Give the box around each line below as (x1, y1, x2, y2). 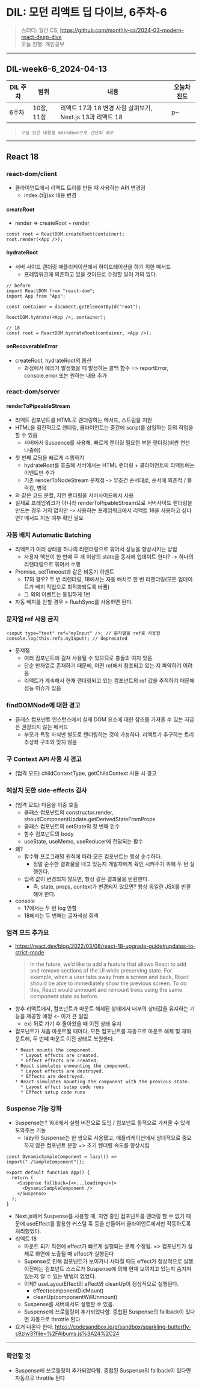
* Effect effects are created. (20, 1057, 99, 1063)
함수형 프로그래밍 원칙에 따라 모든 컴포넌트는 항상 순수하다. (23, 853, 162, 860)
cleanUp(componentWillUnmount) (32, 1294, 118, 1301)
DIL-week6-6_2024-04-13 (6, 64, 107, 74)
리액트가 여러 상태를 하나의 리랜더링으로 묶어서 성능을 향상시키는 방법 (14, 546, 177, 553)
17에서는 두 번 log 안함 (23, 904, 77, 912)
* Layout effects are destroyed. (20, 1068, 105, 1074)
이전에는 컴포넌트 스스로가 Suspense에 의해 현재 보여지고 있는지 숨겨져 (23, 1265, 192, 1273)
